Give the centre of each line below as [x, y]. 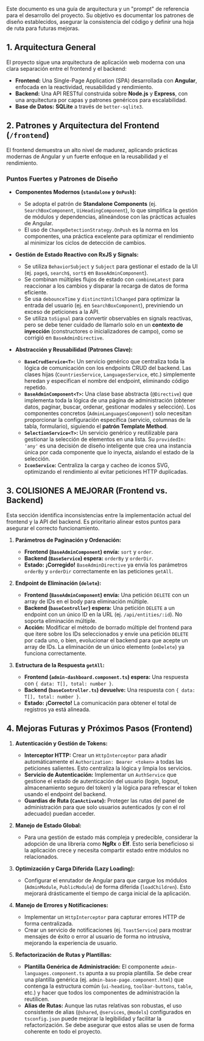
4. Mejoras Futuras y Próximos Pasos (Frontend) [100, 729]
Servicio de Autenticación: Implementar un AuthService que [100, 774]
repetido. [36, 387]
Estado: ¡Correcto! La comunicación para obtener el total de [100, 703]
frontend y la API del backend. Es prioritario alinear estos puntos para [93, 521]
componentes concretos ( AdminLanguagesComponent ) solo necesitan [108, 413]
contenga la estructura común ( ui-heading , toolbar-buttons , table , [108, 986]
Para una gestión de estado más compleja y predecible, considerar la [111, 837]
